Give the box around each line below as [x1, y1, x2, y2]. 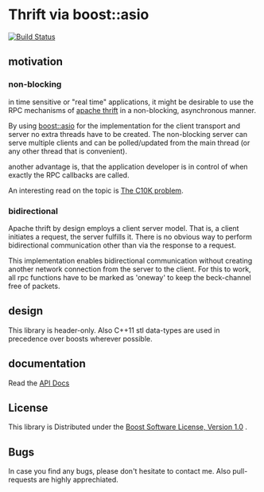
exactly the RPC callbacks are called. [8, 170, 130, 180]
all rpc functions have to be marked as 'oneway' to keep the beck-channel [8, 272, 252, 282]
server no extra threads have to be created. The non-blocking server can [8, 129, 248, 139]
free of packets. [8, 281, 60, 291]
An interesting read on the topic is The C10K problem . [8, 185, 184, 195]
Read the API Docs [8, 378, 70, 388]
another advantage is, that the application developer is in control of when [8, 162, 248, 171]
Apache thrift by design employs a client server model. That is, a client [8, 223, 239, 232]
